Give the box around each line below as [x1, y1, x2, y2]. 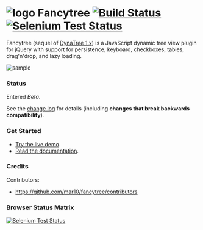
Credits [6, 162, 29, 171]
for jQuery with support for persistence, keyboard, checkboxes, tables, [6, 46, 185, 53]
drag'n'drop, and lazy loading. [6, 52, 82, 59]
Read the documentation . [15, 147, 79, 154]
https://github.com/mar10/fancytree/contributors [15, 188, 138, 195]
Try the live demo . [15, 140, 61, 148]
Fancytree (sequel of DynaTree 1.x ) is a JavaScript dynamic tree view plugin [6, 39, 197, 46]
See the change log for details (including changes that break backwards [6, 105, 190, 112]
